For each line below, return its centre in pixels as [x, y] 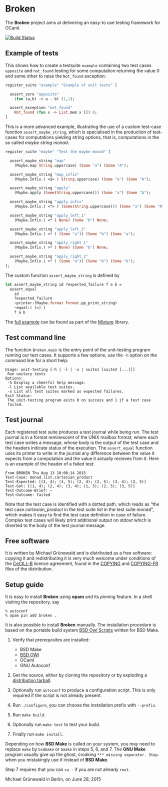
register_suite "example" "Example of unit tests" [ [61, 85]
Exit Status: [19, 395]
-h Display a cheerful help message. [46, 382]
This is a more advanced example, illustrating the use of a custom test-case [83, 126]
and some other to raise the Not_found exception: [56, 76]
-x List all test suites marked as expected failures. [65, 391]
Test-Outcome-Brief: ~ [29, 490]
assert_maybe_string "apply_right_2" [49, 256]
